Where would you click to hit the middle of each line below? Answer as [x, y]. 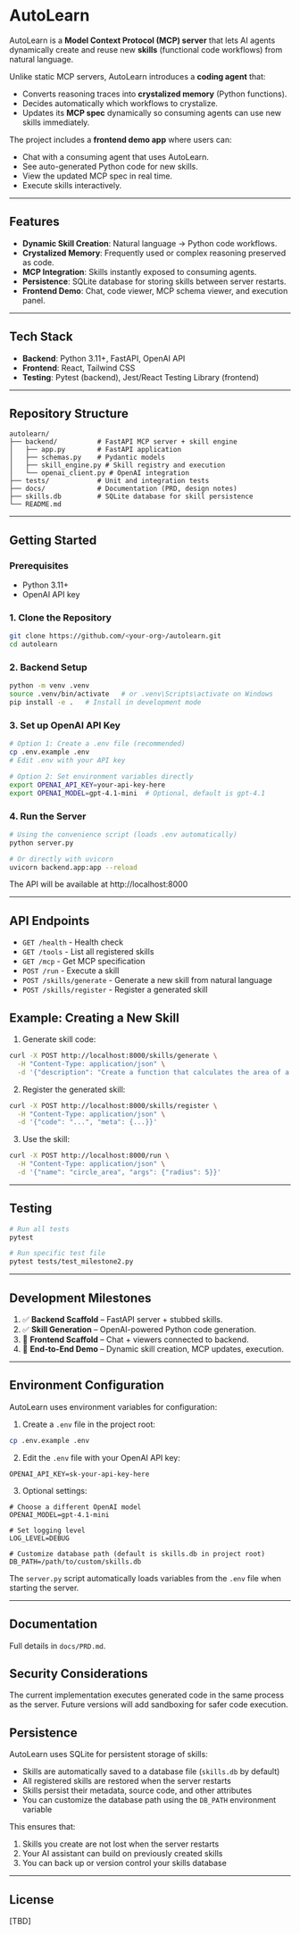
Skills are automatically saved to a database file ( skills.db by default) [151, 1771]
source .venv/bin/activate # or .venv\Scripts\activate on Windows [142, 694]
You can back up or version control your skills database [125, 1863]
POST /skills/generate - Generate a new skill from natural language [147, 980]
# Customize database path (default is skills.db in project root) [137, 1554]
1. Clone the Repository [60, 617]
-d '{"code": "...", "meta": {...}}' [87, 1122]
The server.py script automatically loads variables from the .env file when [145, 1578]
